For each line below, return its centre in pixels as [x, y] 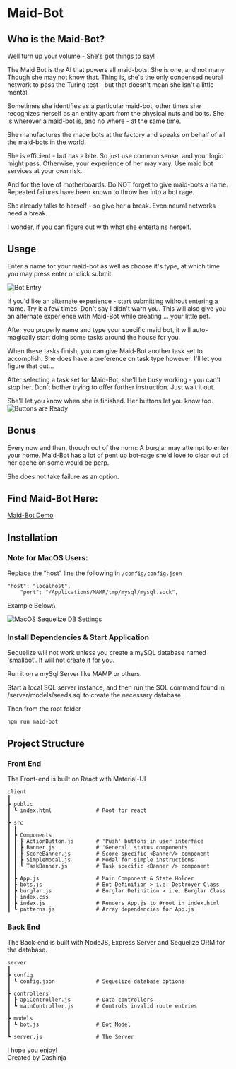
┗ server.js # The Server [71, 1037]
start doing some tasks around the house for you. [108, 337]
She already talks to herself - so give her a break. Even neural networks [112, 206]
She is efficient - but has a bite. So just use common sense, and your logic [116, 156]
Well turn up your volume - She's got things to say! [81, 56]
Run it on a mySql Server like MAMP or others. [75, 674]
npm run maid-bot [33, 722]
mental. [18, 92]
